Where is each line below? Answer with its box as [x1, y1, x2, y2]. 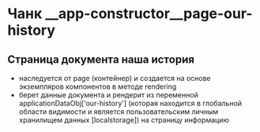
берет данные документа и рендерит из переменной [18, 90, 198, 99]
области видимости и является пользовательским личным [18, 107, 219, 116]
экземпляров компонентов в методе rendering [18, 82, 177, 91]
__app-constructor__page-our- [45, 5, 253, 23]
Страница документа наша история [7, 53, 195, 66]
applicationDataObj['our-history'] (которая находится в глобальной [18, 99, 243, 108]
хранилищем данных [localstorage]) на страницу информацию [18, 115, 230, 124]
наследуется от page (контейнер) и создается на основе [18, 74, 211, 82]
